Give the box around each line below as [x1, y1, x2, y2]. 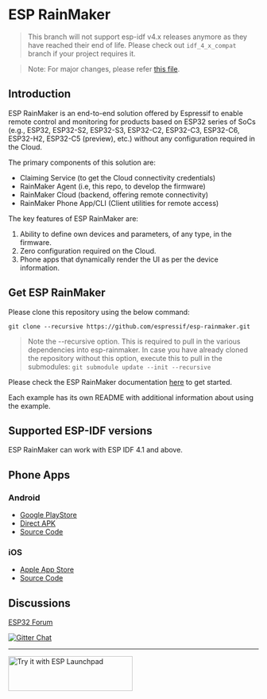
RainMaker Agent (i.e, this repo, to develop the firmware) [19, 181, 207, 191]
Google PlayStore [19, 511, 77, 520]
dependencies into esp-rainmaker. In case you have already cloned [27, 344, 249, 355]
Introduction [8, 87, 72, 101]
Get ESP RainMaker [8, 286, 106, 300]
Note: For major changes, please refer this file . [27, 64, 180, 73]
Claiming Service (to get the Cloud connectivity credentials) [19, 173, 216, 182]
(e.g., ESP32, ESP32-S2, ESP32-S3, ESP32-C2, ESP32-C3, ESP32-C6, [8, 125, 240, 134]
